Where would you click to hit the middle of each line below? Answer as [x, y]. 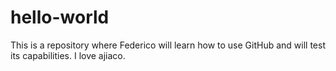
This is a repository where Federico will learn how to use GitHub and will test [168, 45]
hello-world [60, 17]
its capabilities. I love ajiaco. [68, 55]
